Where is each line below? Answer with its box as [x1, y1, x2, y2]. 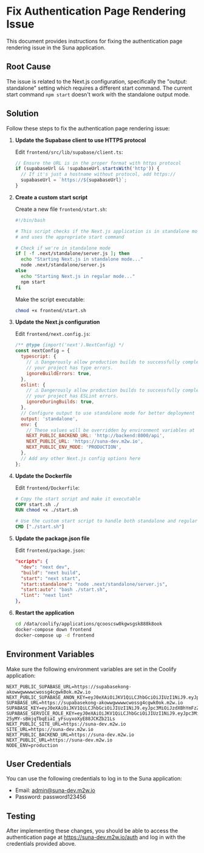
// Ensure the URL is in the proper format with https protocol [15, 160, 182, 166]
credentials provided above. [6, 840, 76, 848]
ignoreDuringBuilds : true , [26, 399, 95, 405]
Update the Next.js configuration [15, 318, 100, 326]
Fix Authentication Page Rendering [6, 4, 186, 18]
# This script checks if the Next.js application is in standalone [15, 228, 189, 234]
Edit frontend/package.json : [15, 547, 86, 554]
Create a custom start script [15, 193, 88, 201]
